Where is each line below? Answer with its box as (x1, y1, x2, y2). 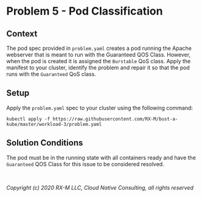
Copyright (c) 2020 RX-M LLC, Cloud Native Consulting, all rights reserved (6, 184, 193, 191)
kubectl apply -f (6, 116, 50, 122)
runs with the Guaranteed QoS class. (6, 71, 96, 77)
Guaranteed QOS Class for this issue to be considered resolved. (6, 160, 164, 168)
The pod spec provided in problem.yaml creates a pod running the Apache (6, 44, 192, 52)
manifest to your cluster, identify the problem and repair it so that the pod (6, 64, 190, 71)
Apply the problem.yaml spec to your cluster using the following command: (6, 104, 193, 111)
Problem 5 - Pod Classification (6, 4, 163, 18)
